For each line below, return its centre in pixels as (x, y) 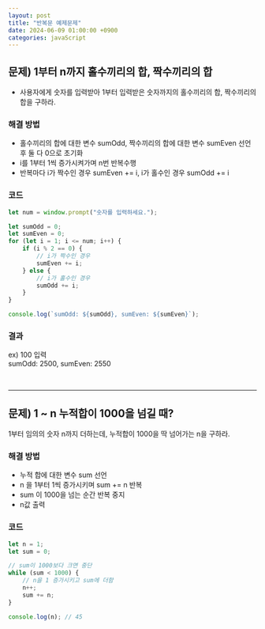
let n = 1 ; (26, 544)
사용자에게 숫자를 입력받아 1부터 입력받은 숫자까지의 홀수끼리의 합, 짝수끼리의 (138, 93)
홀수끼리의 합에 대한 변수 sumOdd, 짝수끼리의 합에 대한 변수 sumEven (128, 143)
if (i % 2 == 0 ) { (52, 249)
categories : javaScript (47, 38)
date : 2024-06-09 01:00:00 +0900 (63, 30)
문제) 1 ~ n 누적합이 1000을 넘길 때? (91, 413)
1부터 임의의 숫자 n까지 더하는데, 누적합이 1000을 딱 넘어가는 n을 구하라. (119, 434)
